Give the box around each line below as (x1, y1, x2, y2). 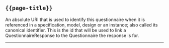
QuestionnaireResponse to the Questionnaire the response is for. (5, 32, 139, 38)
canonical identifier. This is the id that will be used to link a (5, 27, 126, 33)
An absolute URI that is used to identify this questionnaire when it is (5, 16, 145, 22)
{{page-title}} (5, 4, 53, 12)
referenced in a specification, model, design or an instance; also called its (5, 21, 158, 27)
